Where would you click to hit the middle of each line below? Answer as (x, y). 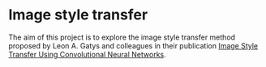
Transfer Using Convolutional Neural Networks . (87, 54)
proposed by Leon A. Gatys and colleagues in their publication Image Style (133, 45)
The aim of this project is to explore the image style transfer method (122, 37)
